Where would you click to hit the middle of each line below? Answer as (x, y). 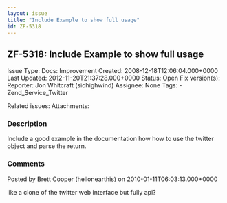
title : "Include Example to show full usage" (73, 20)
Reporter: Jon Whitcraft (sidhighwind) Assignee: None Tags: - (95, 85)
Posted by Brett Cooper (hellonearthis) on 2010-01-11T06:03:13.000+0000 (112, 179)
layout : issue (28, 13)
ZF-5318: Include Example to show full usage (106, 54)
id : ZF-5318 (24, 26)
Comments (26, 164)
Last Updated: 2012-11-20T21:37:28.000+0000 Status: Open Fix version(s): (113, 78)
